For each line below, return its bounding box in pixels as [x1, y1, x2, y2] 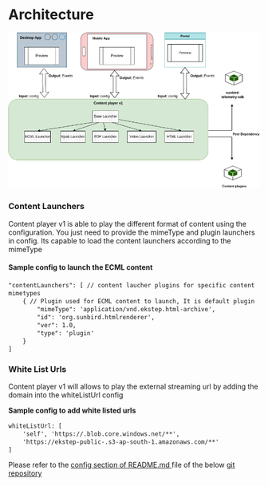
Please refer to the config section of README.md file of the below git [8, 460, 235, 470]
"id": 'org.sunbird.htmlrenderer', [37, 313, 156, 321]
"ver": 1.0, [37, 321, 77, 329]
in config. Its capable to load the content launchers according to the [8, 235, 231, 245]
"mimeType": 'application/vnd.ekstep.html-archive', [37, 305, 216, 313]
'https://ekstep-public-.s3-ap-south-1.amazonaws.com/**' [22, 438, 219, 446]
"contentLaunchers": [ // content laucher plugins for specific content [8, 281, 255, 289]
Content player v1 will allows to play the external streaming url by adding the [8, 381, 259, 392]
